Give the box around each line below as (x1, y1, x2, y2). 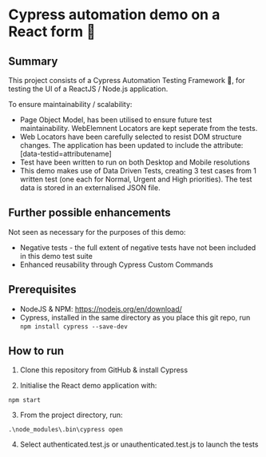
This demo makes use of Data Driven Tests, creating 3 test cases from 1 (19, 166, 257, 175)
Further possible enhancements (8, 206, 172, 220)
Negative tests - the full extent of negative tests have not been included (19, 242, 256, 252)
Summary (8, 54, 58, 68)
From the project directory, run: (19, 410, 123, 420)
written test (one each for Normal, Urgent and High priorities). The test (19, 174, 252, 184)
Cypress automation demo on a (8, 6, 220, 24)
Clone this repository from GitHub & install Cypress (19, 365, 189, 375)
